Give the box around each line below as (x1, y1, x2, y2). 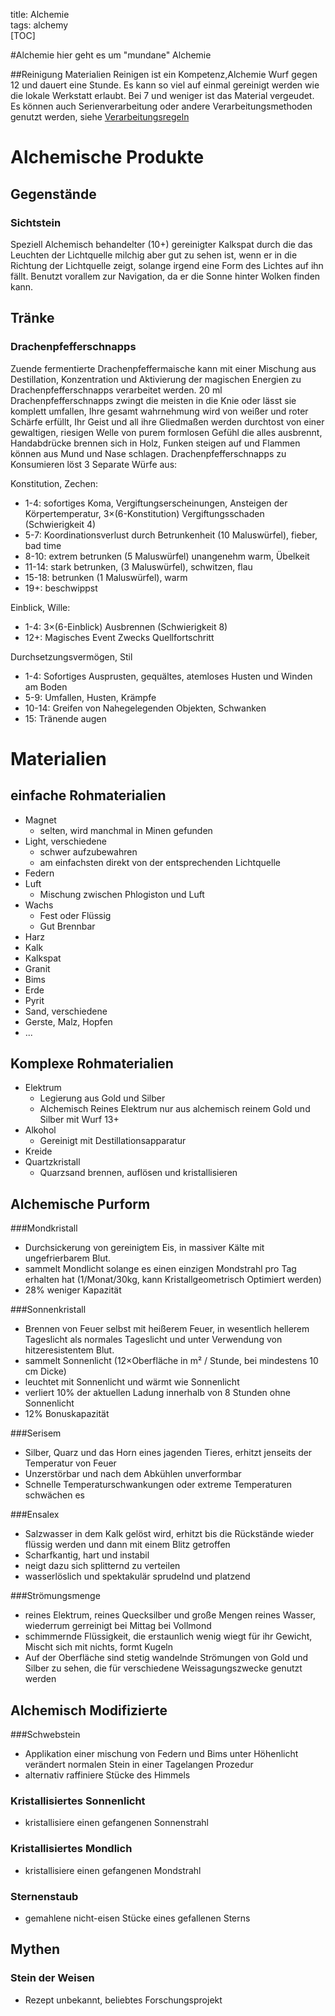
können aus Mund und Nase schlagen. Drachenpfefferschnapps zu (10, 447, 287, 459)
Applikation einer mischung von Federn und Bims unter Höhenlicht (24, 1748, 299, 1759)
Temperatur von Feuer (24, 1457, 117, 1469)
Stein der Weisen (10, 1971, 95, 1985)
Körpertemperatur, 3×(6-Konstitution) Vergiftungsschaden (24, 507, 265, 519)
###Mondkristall (10, 1222, 78, 1234)
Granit (24, 962, 51, 974)
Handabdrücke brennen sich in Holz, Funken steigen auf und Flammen (10, 437, 301, 449)
